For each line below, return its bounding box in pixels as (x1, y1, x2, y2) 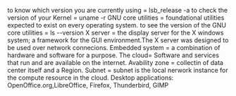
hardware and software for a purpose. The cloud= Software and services (7, 51, 220, 59)
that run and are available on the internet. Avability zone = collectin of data (7, 59, 224, 66)
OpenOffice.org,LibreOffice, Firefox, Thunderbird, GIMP (7, 81, 169, 89)
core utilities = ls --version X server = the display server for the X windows (7, 28, 224, 37)
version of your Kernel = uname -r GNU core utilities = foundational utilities (7, 13, 225, 22)
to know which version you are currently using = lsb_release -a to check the (7, 6, 228, 14)
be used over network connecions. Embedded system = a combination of (7, 44, 221, 52)
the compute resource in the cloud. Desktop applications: (7, 73, 174, 82)
